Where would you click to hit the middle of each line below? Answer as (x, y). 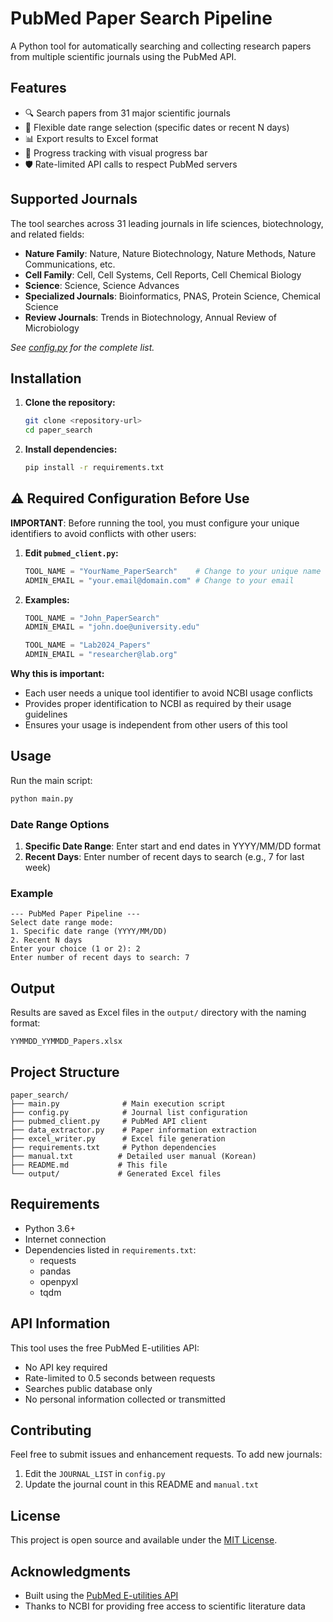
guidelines (46, 714)
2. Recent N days (46, 940)
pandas (55, 1271)
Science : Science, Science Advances (102, 285)
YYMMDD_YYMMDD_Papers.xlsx (66, 1042)
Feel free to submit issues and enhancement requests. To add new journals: (166, 1454)
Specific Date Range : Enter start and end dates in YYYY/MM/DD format (173, 846)
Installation (46, 378)
